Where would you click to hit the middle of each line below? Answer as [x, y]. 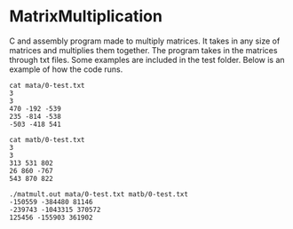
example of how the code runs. [66, 69]
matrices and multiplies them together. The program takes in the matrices [143, 50]
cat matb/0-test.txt [48, 139]
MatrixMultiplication [86, 16]
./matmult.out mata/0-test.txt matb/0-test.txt [99, 194]
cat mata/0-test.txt [48, 85]
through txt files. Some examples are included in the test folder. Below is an [147, 59]
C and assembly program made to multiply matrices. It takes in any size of [145, 41]
